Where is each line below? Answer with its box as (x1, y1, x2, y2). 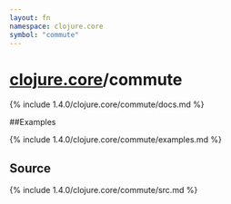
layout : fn (9, 13, 51, 23)
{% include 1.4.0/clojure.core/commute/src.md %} (9, 185, 198, 196)
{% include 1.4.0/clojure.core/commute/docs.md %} (9, 99, 205, 110)
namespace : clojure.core (9, 22, 104, 31)
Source (9, 160, 52, 176)
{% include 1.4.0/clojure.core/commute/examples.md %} (9, 134, 223, 145)
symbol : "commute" (9, 30, 79, 39)
